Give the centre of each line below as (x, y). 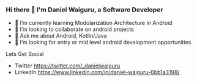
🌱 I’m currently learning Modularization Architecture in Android (93, 23)
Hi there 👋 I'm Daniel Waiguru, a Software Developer (84, 10)
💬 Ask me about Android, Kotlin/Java (61, 36)
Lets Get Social (25, 54)
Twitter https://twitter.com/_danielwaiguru (67, 66)
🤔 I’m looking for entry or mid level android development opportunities (103, 43)
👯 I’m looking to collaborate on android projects (74, 29)
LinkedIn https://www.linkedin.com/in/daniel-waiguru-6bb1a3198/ (97, 72)
